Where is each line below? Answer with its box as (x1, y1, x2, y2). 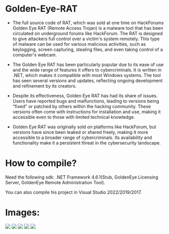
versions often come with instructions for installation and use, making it (12, 109, 161, 115)
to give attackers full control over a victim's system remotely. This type (12, 36, 160, 42)
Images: (5, 207, 40, 218)
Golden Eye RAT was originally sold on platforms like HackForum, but (12, 124, 156, 130)
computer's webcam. (12, 51, 57, 58)
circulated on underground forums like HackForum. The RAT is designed (12, 30, 163, 36)
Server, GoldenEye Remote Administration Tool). (5, 179, 105, 185)
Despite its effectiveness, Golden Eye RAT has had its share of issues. (12, 93, 158, 99)
